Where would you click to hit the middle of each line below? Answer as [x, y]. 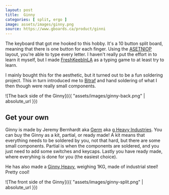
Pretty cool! [17, 172]
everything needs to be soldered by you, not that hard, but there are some [83, 140]
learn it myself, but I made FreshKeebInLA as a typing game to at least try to [85, 60]
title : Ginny [20, 15]
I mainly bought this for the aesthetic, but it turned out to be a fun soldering [84, 75]
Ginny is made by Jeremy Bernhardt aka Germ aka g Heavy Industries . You [84, 129]
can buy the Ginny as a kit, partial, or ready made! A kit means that [75, 135]
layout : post [19, 10]
